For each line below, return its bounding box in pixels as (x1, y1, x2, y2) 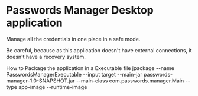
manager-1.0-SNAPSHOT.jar (6, 77, 75, 84)
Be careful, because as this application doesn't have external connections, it (6, 47, 192, 54)
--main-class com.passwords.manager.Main (76, 77, 184, 84)
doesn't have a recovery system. (6, 53, 86, 60)
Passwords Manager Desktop (6, 4, 154, 17)
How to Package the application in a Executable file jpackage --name (6, 64, 174, 71)
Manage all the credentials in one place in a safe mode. (6, 35, 141, 42)
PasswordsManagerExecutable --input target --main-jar (6, 71, 143, 78)
